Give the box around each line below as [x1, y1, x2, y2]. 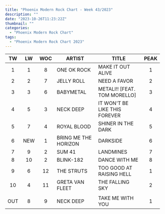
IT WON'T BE [98, 100, 129, 107]
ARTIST [66, 55, 84, 62]
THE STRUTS [56, 167, 87, 174]
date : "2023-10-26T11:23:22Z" [5, 16, 67, 21]
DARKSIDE [98, 137, 123, 144]
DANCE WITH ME [98, 156, 138, 163]
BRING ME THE [56, 134, 92, 141]
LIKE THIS [98, 106, 121, 112]
